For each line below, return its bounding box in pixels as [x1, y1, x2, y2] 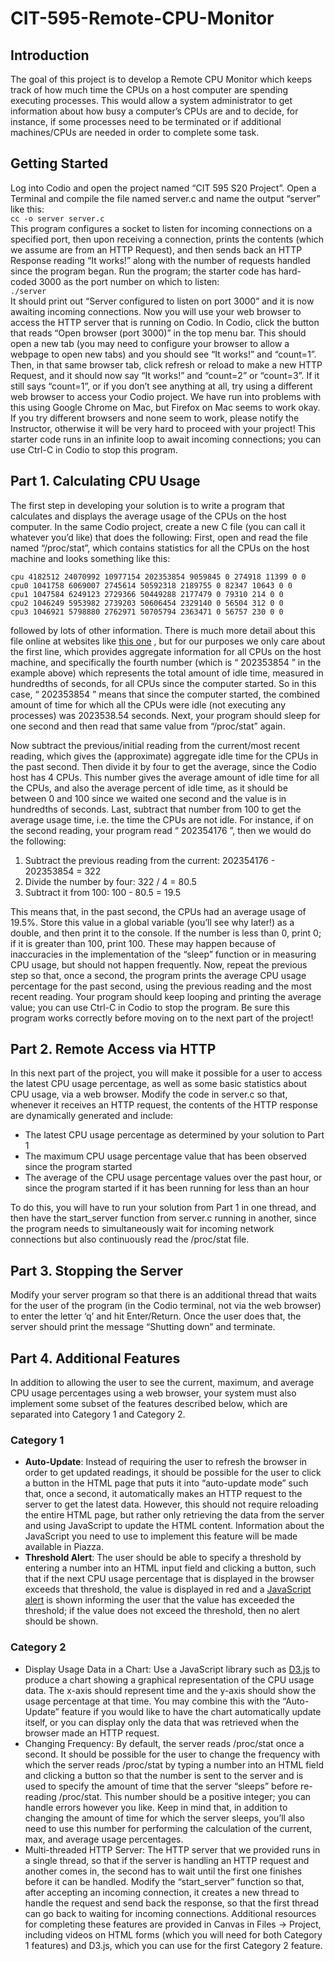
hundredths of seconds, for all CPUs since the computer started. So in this [10, 677, 317, 689]
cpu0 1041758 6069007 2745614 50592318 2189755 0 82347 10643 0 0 [10, 580, 293, 591]
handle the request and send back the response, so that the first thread [24, 1897, 320, 1909]
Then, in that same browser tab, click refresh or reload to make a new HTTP [10, 358, 323, 371]
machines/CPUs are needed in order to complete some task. [10, 127, 260, 138]
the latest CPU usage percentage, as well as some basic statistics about [10, 1078, 308, 1090]
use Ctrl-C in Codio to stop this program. [10, 443, 178, 456]
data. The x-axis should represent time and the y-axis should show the [24, 1684, 317, 1696]
